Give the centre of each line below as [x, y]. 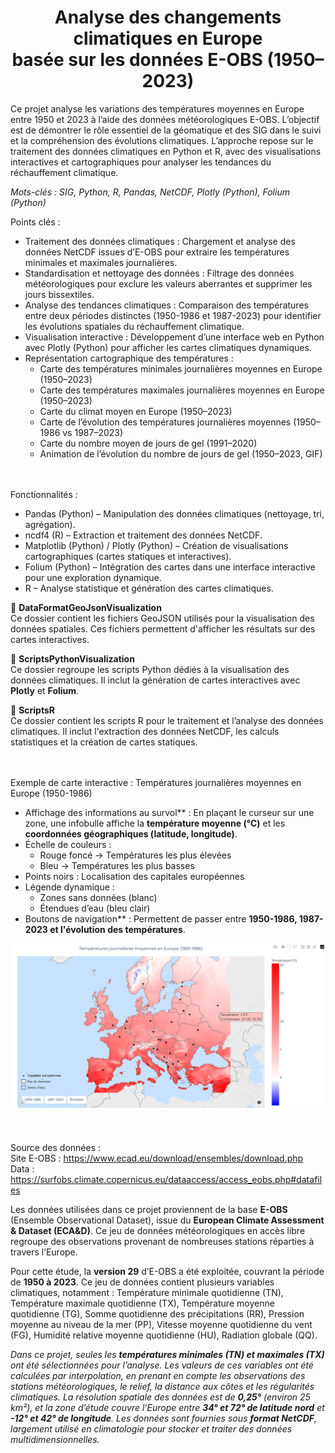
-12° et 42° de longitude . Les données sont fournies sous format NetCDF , [163, 1418]
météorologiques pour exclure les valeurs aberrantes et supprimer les [168, 283]
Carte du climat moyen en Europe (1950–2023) [136, 411]
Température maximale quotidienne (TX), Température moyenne [142, 1303]
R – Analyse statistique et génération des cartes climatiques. [149, 588]
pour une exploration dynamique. [93, 577]
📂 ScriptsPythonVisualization [72, 658]
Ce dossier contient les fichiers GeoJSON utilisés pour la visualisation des [162, 618]
